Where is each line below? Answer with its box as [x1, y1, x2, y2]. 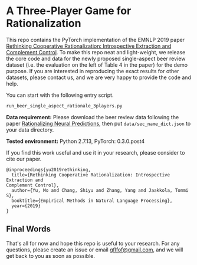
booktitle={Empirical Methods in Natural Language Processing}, [11, 198, 173, 204]
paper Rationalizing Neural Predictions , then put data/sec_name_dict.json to [6, 120, 191, 127]
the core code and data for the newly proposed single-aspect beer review [6, 55, 186, 62]
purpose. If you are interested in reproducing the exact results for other [6, 67, 179, 74]
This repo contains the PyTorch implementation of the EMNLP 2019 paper [6, 36, 185, 43]
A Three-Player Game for [6, 4, 132, 18]
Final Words [6, 224, 51, 234]
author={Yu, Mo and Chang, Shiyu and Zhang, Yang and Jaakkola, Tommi [11, 187, 189, 193]
